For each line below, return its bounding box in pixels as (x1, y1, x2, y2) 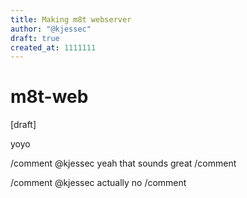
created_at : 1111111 (10, 42, 97, 53)
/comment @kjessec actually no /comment (10, 177, 187, 189)
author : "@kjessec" (10, 24, 92, 34)
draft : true (10, 33, 60, 43)
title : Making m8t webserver (10, 14, 132, 25)
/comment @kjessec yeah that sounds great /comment (10, 157, 237, 170)
